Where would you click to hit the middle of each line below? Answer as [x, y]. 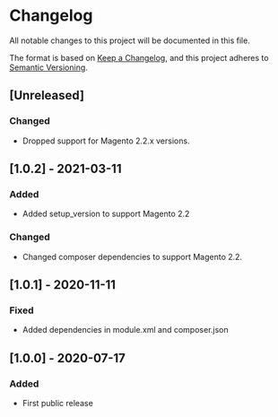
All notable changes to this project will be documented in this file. [130, 40]
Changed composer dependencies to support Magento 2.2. [132, 256]
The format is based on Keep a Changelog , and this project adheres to [139, 57]
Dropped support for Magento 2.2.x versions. [106, 141]
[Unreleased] [47, 96]
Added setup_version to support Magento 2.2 [106, 214]
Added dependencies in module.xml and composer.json [125, 330]
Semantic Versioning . [48, 67]
